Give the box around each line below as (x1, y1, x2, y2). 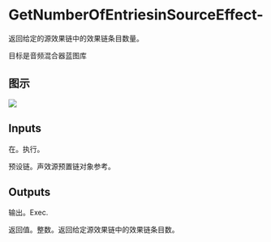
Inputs (8, 121, 42, 135)
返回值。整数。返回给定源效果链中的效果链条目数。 (8, 225, 179, 235)
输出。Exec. (8, 208, 49, 218)
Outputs (8, 185, 51, 199)
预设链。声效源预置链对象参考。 (8, 161, 115, 171)
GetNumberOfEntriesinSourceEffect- (8, 6, 264, 24)
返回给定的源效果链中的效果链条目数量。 (8, 33, 144, 43)
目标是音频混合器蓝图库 (8, 50, 87, 60)
